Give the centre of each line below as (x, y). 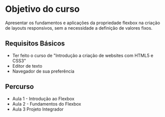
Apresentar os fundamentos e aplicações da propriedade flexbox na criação (83, 23)
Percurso (20, 87)
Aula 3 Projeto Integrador (38, 109)
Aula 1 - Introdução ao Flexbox (43, 98)
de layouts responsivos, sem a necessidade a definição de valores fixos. (79, 28)
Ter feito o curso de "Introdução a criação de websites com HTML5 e (83, 55)
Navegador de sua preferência (43, 71)
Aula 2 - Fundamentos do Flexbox (47, 104)
